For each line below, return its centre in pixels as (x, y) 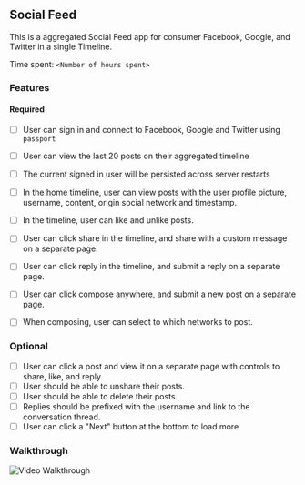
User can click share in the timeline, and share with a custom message (155, 238)
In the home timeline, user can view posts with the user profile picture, (155, 192)
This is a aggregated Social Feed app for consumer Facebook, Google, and (150, 36)
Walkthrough (39, 451)
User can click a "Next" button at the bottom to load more (131, 427)
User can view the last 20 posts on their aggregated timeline (136, 156)
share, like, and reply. (62, 376)
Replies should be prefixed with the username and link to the (136, 406)
